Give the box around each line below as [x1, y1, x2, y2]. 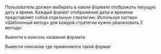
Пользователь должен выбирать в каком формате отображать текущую [5, 4, 156, 10]
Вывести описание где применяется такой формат [5, 44, 111, 49]
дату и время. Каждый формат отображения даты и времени [5, 9, 133, 15]
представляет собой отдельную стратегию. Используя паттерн [5, 15, 138, 20]
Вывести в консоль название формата [5, 34, 85, 40]
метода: [5, 25, 22, 31]
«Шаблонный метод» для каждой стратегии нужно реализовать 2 [5, 19, 143, 25]
